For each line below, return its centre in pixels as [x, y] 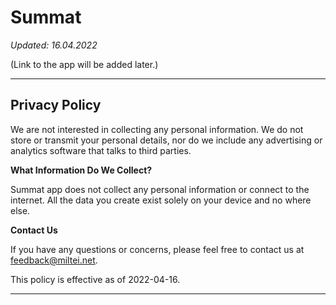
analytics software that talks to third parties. [101, 150]
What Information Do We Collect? [81, 170]
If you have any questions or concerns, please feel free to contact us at [157, 249]
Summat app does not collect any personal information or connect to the [160, 189]
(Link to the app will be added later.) [84, 64]
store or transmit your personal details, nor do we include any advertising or [166, 140]
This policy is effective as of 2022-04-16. [95, 279]
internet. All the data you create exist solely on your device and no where [161, 200]
